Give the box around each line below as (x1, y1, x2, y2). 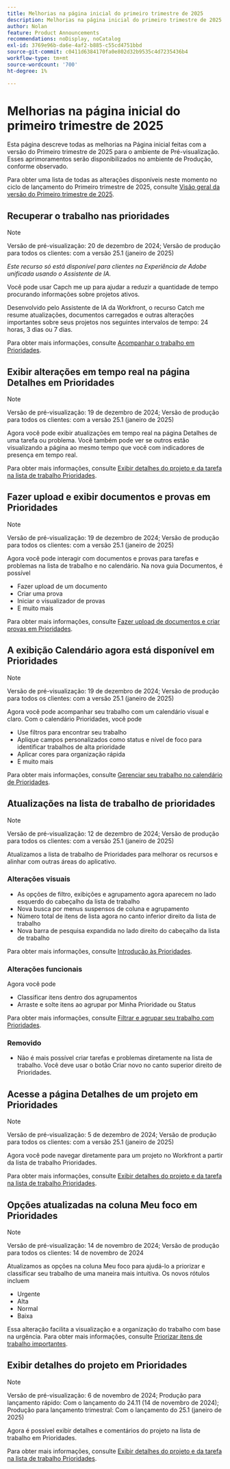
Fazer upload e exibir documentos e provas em (7, 491, 211, 503)
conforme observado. (7, 162, 68, 170)
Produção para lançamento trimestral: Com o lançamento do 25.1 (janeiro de (7, 1406, 222, 1414)
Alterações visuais (7, 874, 71, 884)
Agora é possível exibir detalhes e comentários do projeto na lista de (7, 1426, 201, 1435)
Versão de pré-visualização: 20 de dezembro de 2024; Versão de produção (7, 242, 221, 250)
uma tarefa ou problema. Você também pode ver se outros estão (7, 436, 190, 445)
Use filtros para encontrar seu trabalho (16, 728, 127, 736)
